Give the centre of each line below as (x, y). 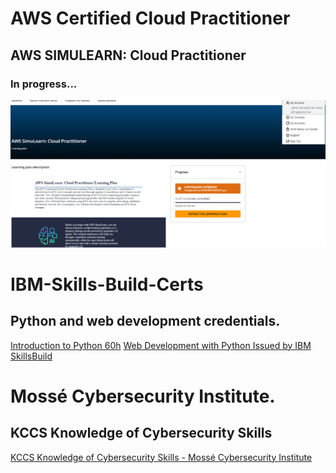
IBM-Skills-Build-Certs (107, 284)
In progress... (44, 84)
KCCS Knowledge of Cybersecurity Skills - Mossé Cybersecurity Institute (161, 457)
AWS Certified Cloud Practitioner (150, 18)
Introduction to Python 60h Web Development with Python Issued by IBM (161, 345)
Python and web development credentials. (145, 321)
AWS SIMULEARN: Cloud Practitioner (128, 55)
